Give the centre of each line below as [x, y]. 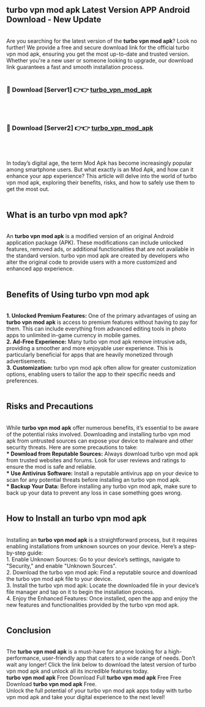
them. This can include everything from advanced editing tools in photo [96, 329]
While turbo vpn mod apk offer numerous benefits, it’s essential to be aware [102, 427]
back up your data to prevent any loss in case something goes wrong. [94, 493]
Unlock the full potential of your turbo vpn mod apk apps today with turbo [99, 690]
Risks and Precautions [50, 406]
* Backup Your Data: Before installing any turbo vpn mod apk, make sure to [102, 486]
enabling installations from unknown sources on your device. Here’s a [94, 546]
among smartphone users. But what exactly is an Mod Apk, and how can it [100, 170]
